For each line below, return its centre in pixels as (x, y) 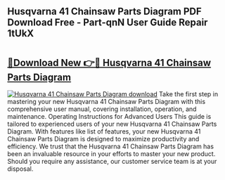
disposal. (20, 169)
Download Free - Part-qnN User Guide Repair (108, 23)
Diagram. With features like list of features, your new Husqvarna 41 (104, 131)
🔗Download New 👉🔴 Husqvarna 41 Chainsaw (109, 63)
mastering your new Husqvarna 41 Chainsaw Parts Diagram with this (107, 102)
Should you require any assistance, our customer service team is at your (112, 161)
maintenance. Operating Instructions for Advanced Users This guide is (109, 116)
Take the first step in (189, 94)
